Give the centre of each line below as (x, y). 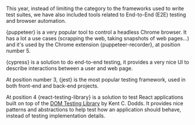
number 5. (18, 51)
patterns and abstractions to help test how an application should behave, (94, 110)
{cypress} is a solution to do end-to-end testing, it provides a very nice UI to (98, 62)
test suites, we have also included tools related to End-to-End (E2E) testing (96, 15)
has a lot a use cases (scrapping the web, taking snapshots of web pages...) (98, 38)
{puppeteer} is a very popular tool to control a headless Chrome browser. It (96, 32)
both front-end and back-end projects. (53, 86)
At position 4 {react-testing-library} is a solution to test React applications (95, 97)
